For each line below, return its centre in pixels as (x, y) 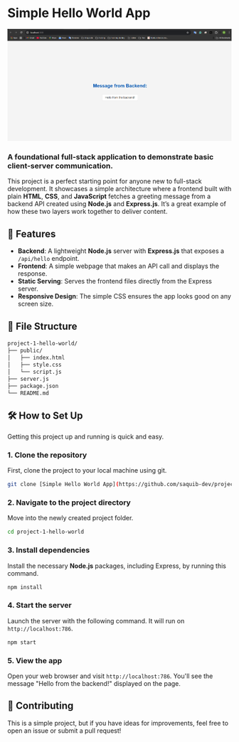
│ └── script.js (34, 372)
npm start (22, 642)
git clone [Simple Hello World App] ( (63, 485)
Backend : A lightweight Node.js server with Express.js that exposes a (121, 251)
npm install (25, 587)
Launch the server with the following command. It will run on (96, 620)
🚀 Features (32, 233)
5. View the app (35, 660)
